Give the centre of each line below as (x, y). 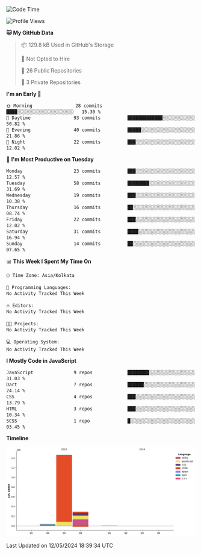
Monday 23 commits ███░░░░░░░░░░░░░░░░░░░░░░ (101, 171)
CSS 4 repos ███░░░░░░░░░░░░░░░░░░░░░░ (101, 397)
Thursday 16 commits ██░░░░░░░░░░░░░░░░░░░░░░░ (101, 207)
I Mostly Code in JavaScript (42, 361)
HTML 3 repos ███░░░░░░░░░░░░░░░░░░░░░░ (101, 409)
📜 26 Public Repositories (51, 70)
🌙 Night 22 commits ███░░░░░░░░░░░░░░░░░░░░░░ (101, 142)
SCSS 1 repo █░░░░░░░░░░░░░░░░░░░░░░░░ (101, 421)
